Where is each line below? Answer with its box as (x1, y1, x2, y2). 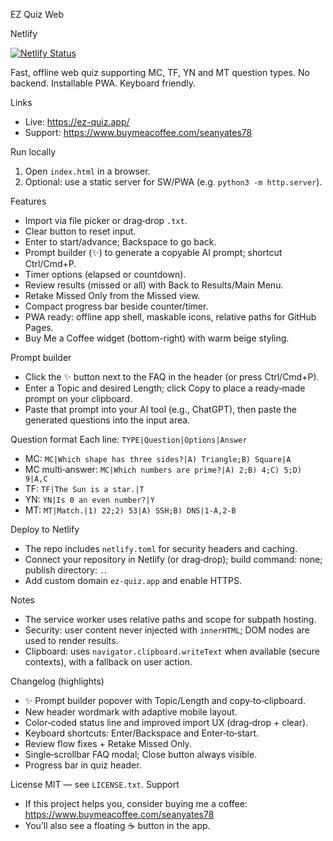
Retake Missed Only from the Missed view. (24, 290, 201, 301)
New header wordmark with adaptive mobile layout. (24, 706, 238, 718)
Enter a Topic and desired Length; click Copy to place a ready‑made (24, 382, 306, 394)
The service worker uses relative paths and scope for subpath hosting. (24, 614, 317, 625)
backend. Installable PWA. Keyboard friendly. (10, 77, 197, 89)
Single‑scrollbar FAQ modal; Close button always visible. (24, 749, 258, 760)
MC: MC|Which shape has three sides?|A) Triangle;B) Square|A (24, 453, 292, 464)
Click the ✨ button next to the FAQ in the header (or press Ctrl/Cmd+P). (24, 371, 320, 383)
